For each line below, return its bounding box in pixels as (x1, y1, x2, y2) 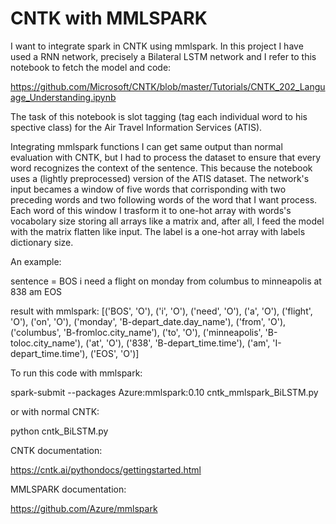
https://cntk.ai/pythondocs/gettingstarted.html (10, 463, 202, 476)
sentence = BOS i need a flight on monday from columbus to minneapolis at (10, 275, 322, 287)
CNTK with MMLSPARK (10, 7, 208, 30)
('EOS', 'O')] (89, 347, 140, 359)
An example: (10, 255, 62, 267)
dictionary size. (10, 236, 74, 248)
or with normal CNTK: (10, 405, 100, 417)
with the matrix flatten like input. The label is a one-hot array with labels (10, 225, 306, 237)
